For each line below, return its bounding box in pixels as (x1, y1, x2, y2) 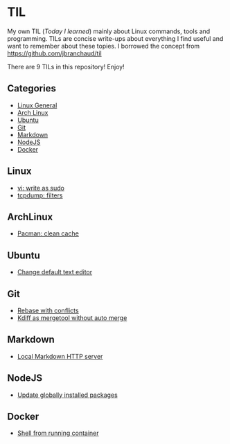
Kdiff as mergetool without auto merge (17, 314, 127, 322)
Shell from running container (17, 429, 99, 437)
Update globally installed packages (17, 391, 118, 399)
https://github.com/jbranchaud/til (7, 49, 102, 57)
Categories (7, 82, 57, 94)
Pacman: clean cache (17, 229, 80, 238)
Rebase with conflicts (17, 306, 79, 314)
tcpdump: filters (17, 191, 63, 199)
